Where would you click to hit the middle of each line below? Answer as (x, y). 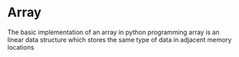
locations (21, 47)
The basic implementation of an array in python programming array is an (113, 32)
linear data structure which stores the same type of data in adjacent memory (119, 39)
